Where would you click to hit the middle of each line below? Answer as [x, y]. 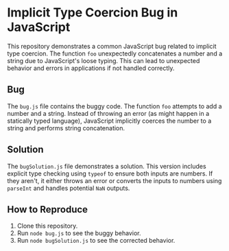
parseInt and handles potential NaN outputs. [69, 188]
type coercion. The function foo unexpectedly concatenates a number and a [115, 53]
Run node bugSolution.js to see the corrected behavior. [96, 241]
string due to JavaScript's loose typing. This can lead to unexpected [104, 60]
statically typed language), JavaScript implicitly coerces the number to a [109, 121]
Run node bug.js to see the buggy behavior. [79, 233]
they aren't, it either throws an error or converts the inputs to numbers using [114, 180]
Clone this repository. [47, 226]
